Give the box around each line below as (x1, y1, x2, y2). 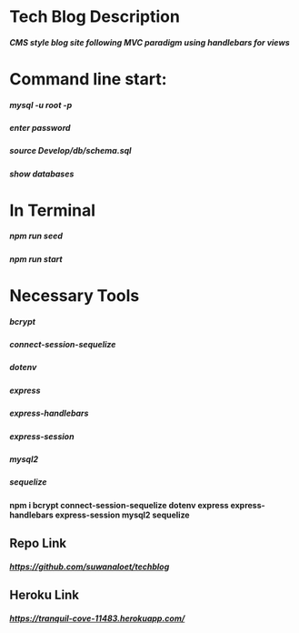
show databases (9, 168, 75, 179)
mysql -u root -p (9, 99, 73, 110)
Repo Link (9, 536, 66, 551)
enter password (9, 122, 71, 133)
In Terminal (9, 200, 96, 220)
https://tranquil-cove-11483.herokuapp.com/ (9, 612, 185, 624)
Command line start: (9, 68, 167, 89)
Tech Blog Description (9, 6, 180, 27)
